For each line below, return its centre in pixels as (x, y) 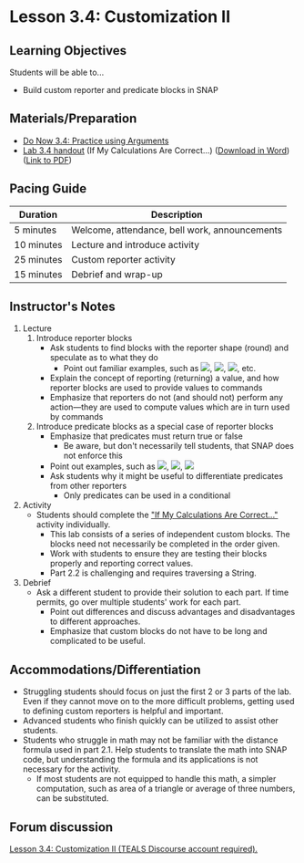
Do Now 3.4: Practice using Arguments (96, 140)
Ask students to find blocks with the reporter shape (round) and (169, 348)
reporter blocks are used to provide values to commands (156, 388)
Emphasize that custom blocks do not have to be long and (158, 631)
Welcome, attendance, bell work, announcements (177, 230)
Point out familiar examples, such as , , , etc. (160, 369)
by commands (76, 417)
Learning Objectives (68, 51)
